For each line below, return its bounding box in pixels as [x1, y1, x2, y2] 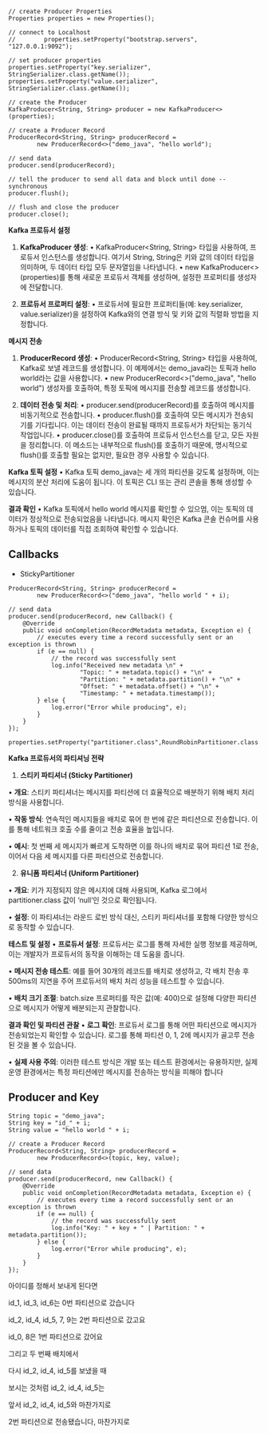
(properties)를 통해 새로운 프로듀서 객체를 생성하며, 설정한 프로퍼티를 [19, 273, 236, 281]
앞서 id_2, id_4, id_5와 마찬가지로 [8, 1400, 112, 1409]
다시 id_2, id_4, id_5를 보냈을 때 [8, 1365, 107, 1375]
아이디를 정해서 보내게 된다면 [8, 1281, 98, 1290]
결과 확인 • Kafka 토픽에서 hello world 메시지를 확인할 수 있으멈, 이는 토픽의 [8, 504, 246, 513]
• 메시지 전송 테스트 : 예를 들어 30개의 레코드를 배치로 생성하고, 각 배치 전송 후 [8, 966, 250, 975]
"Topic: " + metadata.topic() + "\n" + [79, 668, 213, 676]
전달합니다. [28, 282, 64, 292]
